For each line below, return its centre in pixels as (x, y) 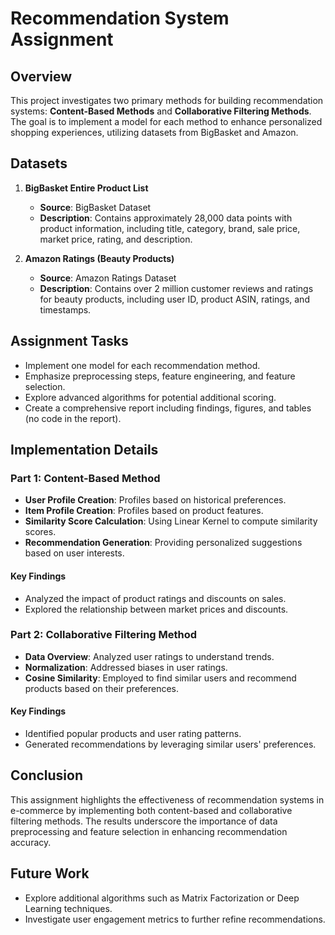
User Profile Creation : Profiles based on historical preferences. (155, 500)
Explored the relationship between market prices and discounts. (156, 609)
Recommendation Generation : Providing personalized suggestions (163, 543)
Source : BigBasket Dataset (95, 207)
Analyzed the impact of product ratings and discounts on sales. (155, 598)
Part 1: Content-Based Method (85, 478)
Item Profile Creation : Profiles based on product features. (144, 511)
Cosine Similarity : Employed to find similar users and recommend (160, 678)
